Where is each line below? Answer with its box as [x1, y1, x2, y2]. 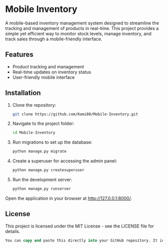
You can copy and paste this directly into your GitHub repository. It [5, 238, 157, 243]
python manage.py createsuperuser [12, 168, 84, 173]
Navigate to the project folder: [12, 121, 74, 127]
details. [5, 228, 20, 234]
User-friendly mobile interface [12, 74, 75, 80]
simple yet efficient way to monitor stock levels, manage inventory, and [5, 30, 151, 36]
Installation [5, 89, 41, 97]
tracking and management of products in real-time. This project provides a [5, 25, 159, 31]
